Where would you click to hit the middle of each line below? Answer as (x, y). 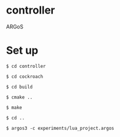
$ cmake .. (19, 97)
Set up (22, 50)
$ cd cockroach (25, 76)
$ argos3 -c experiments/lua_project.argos (60, 128)
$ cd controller (26, 66)
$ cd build (19, 87)
